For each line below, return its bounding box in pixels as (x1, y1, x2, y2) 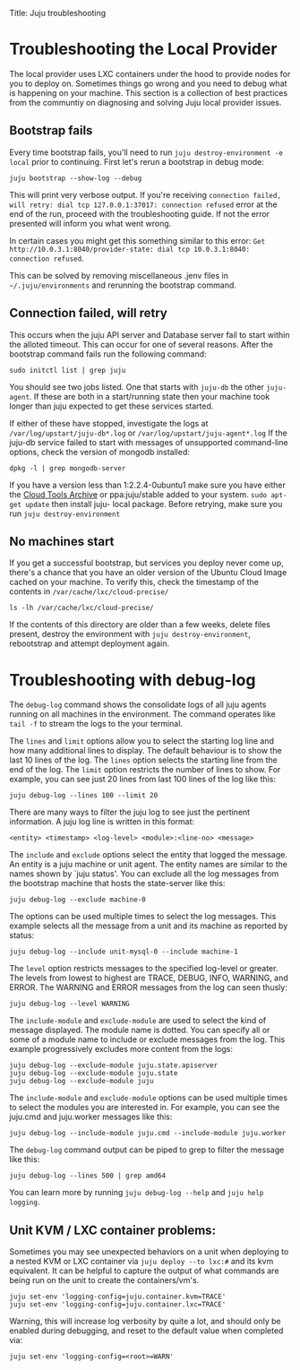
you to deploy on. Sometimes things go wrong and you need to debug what (9, 78, 287, 89)
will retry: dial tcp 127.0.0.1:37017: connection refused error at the (9, 199, 278, 210)
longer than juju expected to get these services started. (9, 401, 214, 411)
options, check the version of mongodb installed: (9, 446, 191, 457)
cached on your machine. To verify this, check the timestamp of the (9, 577, 260, 588)
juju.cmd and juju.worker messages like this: (9, 1111, 173, 1123)
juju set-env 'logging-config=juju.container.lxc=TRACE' (9, 1300, 227, 1309)
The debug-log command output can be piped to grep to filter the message (9, 1144, 285, 1155)
